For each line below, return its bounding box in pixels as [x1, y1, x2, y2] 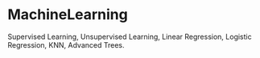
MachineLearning [7, 6, 128, 24]
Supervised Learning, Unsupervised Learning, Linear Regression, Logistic [7, 32, 252, 41]
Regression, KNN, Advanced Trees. [7, 40, 125, 49]
